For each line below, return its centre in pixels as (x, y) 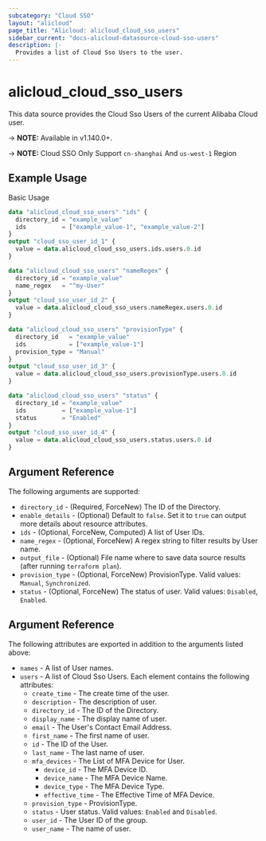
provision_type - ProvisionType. (84, 803)
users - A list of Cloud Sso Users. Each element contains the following (135, 676)
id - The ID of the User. (70, 744)
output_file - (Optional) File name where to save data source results (133, 557)
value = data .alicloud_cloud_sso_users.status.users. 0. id (114, 440)
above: (20, 652)
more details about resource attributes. (84, 524)
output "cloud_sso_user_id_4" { (62, 433)
